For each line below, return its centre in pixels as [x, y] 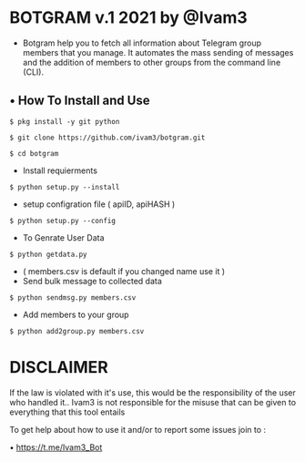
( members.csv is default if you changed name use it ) [124, 271]
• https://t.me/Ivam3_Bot [56, 447]
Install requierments [60, 170]
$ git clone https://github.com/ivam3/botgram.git [107, 138]
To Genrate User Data [63, 237]
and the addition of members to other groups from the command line [152, 62]
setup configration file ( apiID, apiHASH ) [99, 204]
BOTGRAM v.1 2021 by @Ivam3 [128, 18]
